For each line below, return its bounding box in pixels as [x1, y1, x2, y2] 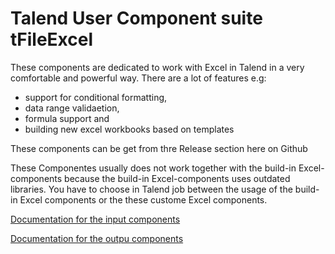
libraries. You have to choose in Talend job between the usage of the [10, 183, 293, 195]
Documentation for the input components [10, 213, 181, 225]
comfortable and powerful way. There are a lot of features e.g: [10, 72, 267, 84]
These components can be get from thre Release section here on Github [10, 142, 308, 154]
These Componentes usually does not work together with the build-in [10, 162, 297, 174]
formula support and [24, 112, 110, 124]
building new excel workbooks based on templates [24, 123, 235, 135]
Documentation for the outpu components [10, 232, 184, 244]
